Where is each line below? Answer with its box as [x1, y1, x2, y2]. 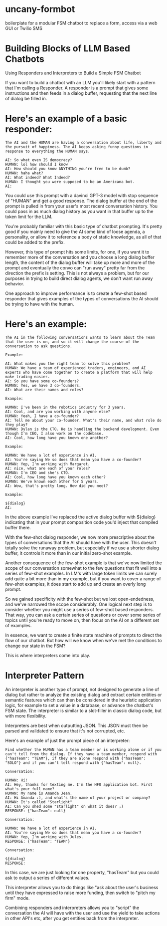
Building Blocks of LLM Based [5, 43, 131, 54]
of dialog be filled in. [5, 95, 47, 101]
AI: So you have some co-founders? [5, 378, 79, 384]
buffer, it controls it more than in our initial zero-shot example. [5, 550, 132, 556]
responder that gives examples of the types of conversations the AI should [5, 295, 159, 301]
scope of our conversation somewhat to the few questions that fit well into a [5, 565, 162, 571]
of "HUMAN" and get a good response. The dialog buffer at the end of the [5, 198, 158, 204]
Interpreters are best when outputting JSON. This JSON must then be [5, 722, 148, 728]
